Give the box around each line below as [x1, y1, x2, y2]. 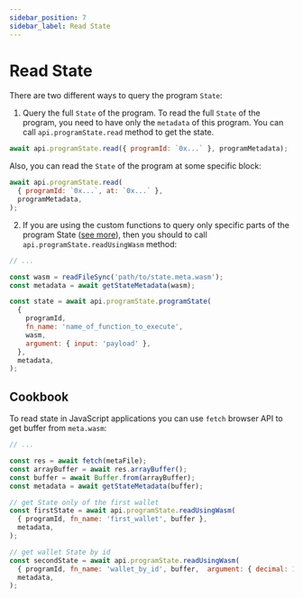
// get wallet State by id [9, 547, 111, 557]
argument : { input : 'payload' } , [25, 339, 151, 348]
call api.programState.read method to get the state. [22, 127, 215, 138]
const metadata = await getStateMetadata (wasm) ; [9, 281, 196, 290]
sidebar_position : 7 [9, 13, 87, 23]
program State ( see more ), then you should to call [22, 229, 207, 240]
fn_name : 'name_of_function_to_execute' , [25, 322, 183, 332]
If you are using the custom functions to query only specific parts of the [22, 219, 290, 230]
